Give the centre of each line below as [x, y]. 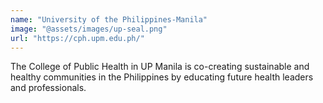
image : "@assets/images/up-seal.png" [89, 29]
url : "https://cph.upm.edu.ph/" [77, 38]
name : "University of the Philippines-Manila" [109, 19]
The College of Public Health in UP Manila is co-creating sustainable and [160, 67]
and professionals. [48, 88]
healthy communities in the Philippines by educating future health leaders [162, 77]
